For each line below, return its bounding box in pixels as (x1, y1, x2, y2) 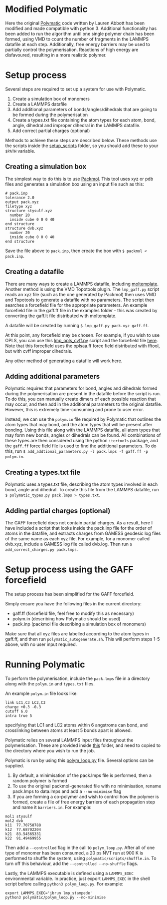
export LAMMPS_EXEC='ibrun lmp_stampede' (5, 890, 93, 895)
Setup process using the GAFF (5, 564, 134, 575)
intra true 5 (5, 713, 32, 718)
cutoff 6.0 (5, 709, 28, 714)
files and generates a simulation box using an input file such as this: (5, 181, 145, 187)
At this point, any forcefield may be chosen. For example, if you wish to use (5, 332, 160, 338)
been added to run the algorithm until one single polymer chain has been (5, 31, 155, 37)
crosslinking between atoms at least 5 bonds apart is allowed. (5, 727, 132, 733)
